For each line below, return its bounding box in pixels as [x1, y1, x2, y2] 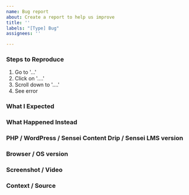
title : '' [6, 19, 31, 25]
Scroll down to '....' [14, 81, 60, 89]
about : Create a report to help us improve [6, 14, 115, 20]
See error [14, 87, 38, 95]
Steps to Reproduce [6, 56, 64, 64]
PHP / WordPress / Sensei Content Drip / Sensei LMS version [6, 134, 184, 142]
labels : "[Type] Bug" [6, 25, 60, 31]
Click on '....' [14, 75, 45, 82]
